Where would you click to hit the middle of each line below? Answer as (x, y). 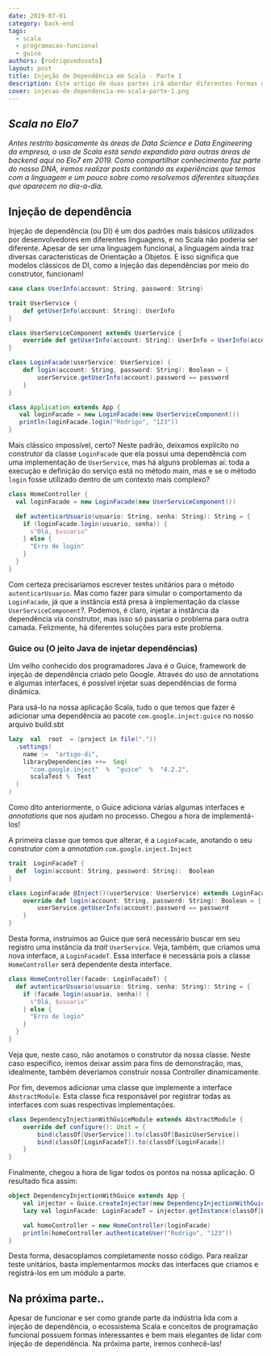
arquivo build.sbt (36, 725)
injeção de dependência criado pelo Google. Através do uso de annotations (134, 675)
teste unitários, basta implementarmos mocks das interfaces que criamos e (133, 1265)
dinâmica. (25, 692)
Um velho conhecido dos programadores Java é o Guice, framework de (127, 666)
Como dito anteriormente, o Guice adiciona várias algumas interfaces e (127, 807)
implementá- (233, 816)
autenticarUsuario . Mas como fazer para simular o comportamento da (125, 593)
